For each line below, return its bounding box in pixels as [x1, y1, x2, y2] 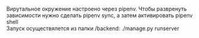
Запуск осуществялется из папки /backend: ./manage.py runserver [6, 25, 179, 32]
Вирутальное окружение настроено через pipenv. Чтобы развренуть [6, 6, 187, 12]
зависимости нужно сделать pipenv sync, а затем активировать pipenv [6, 12, 193, 19]
